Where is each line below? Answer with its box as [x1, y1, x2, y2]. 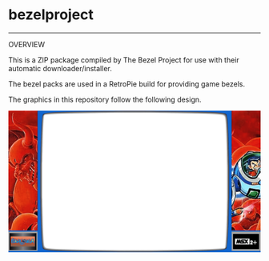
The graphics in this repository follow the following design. [8, 94, 202, 104]
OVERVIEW [8, 39, 46, 49]
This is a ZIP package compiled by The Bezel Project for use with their [8, 54, 240, 65]
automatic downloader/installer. [8, 63, 112, 73]
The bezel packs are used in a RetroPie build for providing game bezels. [8, 78, 246, 89]
